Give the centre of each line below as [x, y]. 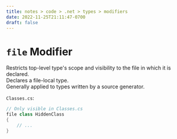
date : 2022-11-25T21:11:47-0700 [46, 17]
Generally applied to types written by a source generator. [76, 87]
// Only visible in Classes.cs [45, 109]
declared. [18, 74]
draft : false [22, 22]
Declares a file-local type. [37, 81]
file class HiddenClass [35, 115]
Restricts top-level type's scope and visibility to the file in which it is [88, 68]
